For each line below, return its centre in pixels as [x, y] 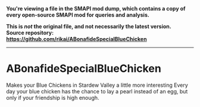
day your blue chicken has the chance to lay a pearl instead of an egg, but [97, 91]
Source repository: [30, 33]
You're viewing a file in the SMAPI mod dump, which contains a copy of [96, 9]
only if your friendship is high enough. [53, 97]
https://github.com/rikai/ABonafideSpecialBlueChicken [76, 39]
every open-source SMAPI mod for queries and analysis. [78, 15]
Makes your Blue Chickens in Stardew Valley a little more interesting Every [97, 85]
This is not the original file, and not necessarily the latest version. [89, 26]
